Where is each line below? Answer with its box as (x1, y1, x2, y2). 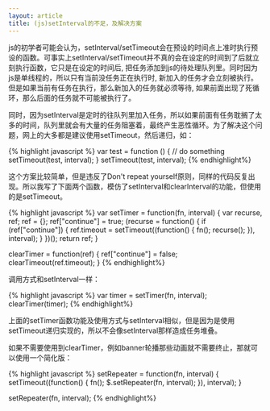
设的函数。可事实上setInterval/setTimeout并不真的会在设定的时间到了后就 (8, 52, 253, 62)
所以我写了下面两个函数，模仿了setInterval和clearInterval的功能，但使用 (22, 181, 262, 191)
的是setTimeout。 (8, 191, 67, 201)
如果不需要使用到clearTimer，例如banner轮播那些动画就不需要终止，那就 (8, 342, 251, 352)
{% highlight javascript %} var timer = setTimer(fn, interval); (8, 290, 208, 300)
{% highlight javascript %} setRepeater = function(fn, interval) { (8, 368, 219, 379)
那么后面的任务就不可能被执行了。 (22, 93, 135, 102)
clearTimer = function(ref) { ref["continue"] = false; (8, 249, 178, 259)
